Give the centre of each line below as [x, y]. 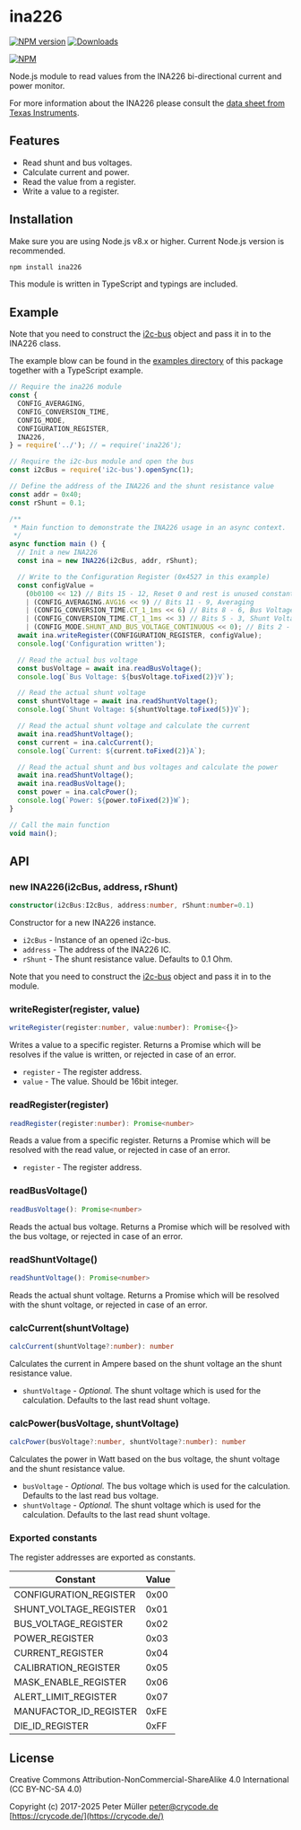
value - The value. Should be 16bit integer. [100, 1082]
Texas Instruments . [44, 112]
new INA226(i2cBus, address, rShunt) [94, 886]
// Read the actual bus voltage [78, 660]
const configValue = [56, 585]
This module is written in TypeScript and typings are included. [124, 284]
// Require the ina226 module [66, 387]
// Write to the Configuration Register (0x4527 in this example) [144, 576]
